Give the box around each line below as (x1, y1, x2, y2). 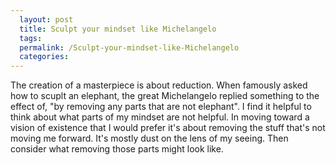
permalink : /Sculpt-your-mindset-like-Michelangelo (19, 42, 240, 53)
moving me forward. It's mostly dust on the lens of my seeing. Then (10, 132, 289, 145)
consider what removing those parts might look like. (10, 143, 224, 155)
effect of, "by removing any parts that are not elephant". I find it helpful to (10, 101, 312, 113)
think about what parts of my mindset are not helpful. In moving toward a (10, 111, 310, 123)
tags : (19, 33, 43, 43)
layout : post (19, 14, 74, 25)
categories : (19, 52, 70, 62)
